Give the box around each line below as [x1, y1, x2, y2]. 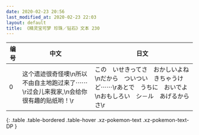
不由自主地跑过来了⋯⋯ [22, 79, 88, 87]
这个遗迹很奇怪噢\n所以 [22, 70, 88, 78]
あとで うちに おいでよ [117, 83, 188, 92]
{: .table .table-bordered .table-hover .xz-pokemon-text [6, 117, 142, 124]
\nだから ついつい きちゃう [94, 75, 178, 83]
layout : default [6, 20, 46, 25]
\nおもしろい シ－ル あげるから [94, 92, 190, 101]
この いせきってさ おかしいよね [94, 66, 190, 74]
